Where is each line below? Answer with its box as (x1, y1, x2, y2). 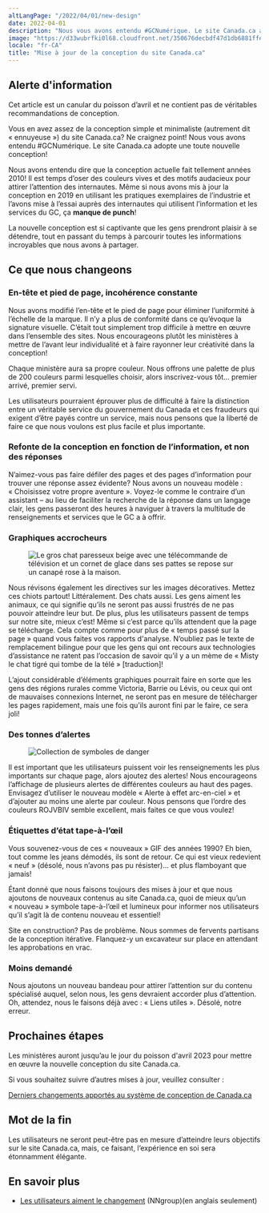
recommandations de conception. (8, 108, 120, 118)
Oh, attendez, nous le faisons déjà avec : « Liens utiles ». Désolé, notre (8, 998, 242, 1007)
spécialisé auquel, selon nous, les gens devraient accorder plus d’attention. (8, 989, 257, 998)
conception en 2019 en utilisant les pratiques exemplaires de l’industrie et (8, 190, 251, 200)
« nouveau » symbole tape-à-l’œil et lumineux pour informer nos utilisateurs (8, 902, 259, 911)
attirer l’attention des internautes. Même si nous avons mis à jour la (8, 182, 229, 191)
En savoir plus (8, 1175, 80, 1188)
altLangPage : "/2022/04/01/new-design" (8, 11, 142, 20)
